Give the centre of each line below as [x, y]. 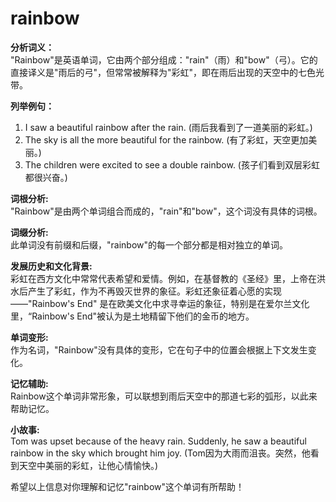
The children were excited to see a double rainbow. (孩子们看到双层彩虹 [172, 164]
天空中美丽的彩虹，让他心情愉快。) [88, 465]
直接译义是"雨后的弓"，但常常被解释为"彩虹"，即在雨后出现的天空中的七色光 [167, 72]
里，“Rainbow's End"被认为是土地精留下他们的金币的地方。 [132, 316]
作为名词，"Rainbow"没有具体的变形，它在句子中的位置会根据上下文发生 [159, 349]
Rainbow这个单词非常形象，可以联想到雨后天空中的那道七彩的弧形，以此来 [164, 396]
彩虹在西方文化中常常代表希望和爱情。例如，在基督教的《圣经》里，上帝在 [163, 278]
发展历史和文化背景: [51, 266]
